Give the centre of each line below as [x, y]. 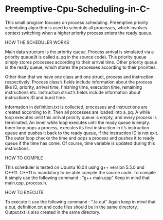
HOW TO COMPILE [24, 158]
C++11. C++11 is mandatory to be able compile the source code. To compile [81, 172]
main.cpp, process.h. [26, 183]
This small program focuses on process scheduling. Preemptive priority [77, 22]
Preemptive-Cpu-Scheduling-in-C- [78, 9]
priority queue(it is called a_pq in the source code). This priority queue [76, 57]
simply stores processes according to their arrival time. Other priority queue [81, 62]
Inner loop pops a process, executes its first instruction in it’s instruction [77, 127]
